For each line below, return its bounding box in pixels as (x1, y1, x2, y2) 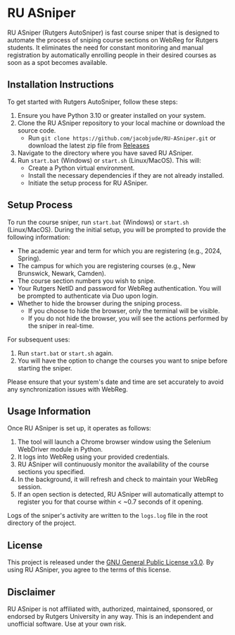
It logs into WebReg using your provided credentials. (17, 453, 170, 461)
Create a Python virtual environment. (27, 164, 135, 172)
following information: (7, 233, 70, 241)
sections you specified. (17, 468, 86, 476)
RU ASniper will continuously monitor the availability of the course (17, 460, 210, 468)
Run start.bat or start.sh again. (17, 349, 114, 357)
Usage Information (7, 405, 91, 417)
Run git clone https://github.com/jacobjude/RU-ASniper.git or (27, 133, 217, 142)
